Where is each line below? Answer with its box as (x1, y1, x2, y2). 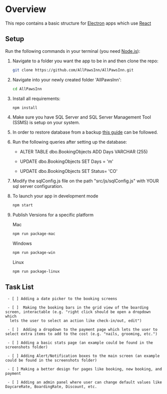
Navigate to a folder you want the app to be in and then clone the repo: (12, 58, 158, 64)
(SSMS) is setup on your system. (12, 120, 80, 126)
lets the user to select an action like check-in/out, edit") (9, 318, 142, 323)
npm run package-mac (12, 231, 55, 237)
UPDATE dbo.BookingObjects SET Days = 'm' (19, 158, 113, 164)
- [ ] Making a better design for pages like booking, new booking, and (7, 366, 162, 371)
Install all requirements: (12, 95, 61, 102)
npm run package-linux (12, 269, 60, 274)
